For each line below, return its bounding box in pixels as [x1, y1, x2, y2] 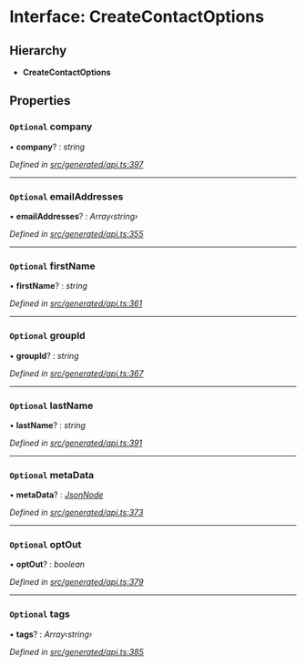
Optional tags [9, 608, 70, 620]
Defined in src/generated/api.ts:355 [9, 228, 144, 239]
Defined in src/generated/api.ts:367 [9, 367, 144, 379]
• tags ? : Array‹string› [9, 629, 93, 640]
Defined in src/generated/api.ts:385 [9, 646, 144, 657]
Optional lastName [9, 399, 94, 412]
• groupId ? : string [9, 350, 79, 361]
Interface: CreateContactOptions [9, 6, 265, 27]
